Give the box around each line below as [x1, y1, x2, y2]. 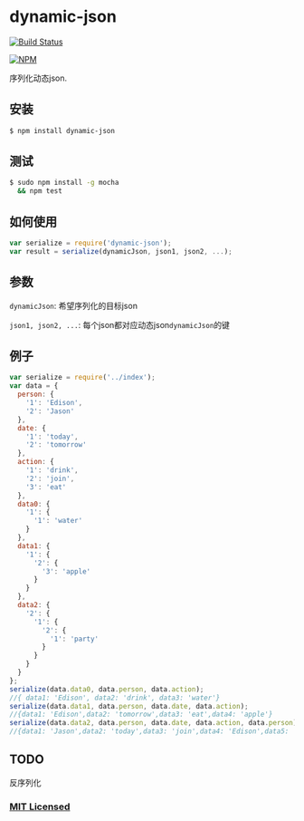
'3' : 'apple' [42, 566, 91, 576]
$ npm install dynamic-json [9, 126, 116, 135]
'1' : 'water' [33, 517, 83, 526]
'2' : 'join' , [25, 474, 75, 483]
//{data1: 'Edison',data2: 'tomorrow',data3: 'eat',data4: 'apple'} [9, 710, 273, 720]
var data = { [9, 382, 59, 391]
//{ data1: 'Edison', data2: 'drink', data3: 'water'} [9, 693, 221, 702]
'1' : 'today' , [25, 432, 79, 441]
